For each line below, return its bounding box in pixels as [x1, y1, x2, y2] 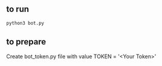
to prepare [6, 37, 46, 47]
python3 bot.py [6, 20, 45, 26]
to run [6, 4, 30, 14]
